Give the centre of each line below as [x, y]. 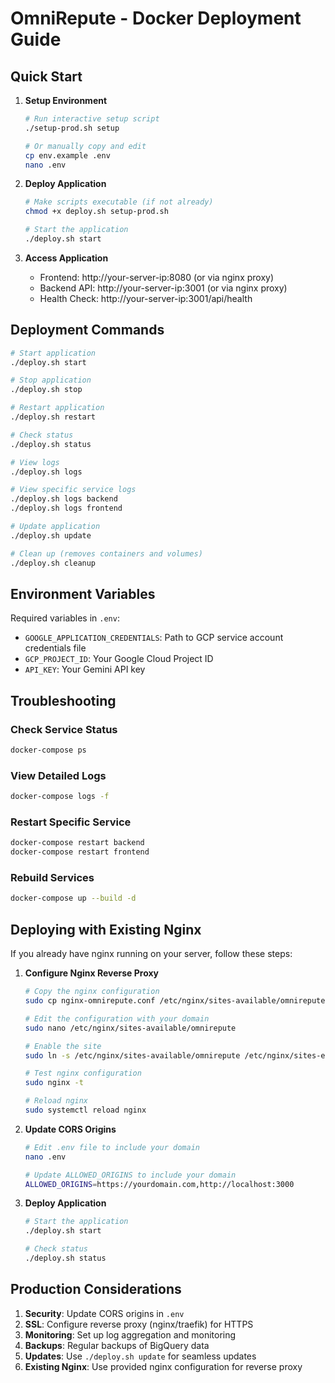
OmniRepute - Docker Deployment [156, 18]
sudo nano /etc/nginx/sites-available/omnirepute [130, 1028]
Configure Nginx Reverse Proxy [92, 973]
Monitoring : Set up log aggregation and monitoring [130, 1334]
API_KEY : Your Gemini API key [85, 669]
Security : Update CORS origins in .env [104, 1313]
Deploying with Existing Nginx [106, 929]
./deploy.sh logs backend [64, 499]
